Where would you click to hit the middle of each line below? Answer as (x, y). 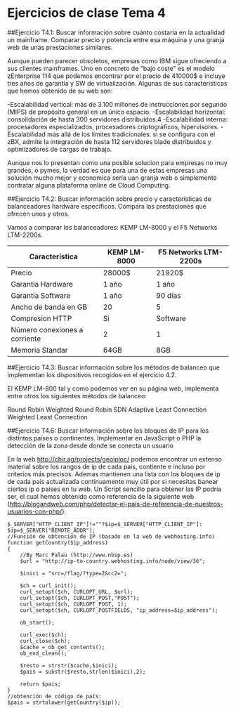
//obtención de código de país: (54, 696)
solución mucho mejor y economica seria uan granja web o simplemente (112, 178)
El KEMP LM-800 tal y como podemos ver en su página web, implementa (113, 388)
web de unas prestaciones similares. (60, 47)
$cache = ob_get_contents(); (63, 647)
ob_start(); (37, 622)
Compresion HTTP (41, 318)
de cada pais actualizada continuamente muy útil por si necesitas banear (113, 481)
